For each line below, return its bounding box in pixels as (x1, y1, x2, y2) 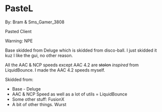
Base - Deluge (12, 86, 41, 92)
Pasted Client (5, 28, 32, 34)
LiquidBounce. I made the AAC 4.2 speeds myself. (5, 67, 105, 73)
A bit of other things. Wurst (12, 101, 66, 107)
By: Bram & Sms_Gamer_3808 (5, 19, 65, 25)
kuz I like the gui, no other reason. (5, 52, 73, 58)
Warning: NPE (5, 37, 33, 44)
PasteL (5, 3, 33, 14)
